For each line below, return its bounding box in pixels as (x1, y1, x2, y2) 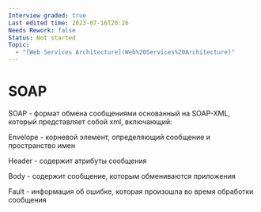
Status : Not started (8, 33, 77, 42)
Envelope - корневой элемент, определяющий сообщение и (8, 132, 211, 142)
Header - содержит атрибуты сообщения (8, 156, 147, 165)
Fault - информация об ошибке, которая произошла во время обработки (8, 187, 254, 196)
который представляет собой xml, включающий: (8, 116, 172, 127)
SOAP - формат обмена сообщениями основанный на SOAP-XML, (8, 108, 231, 118)
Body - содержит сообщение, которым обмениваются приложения (8, 171, 236, 180)
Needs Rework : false (8, 26, 77, 34)
